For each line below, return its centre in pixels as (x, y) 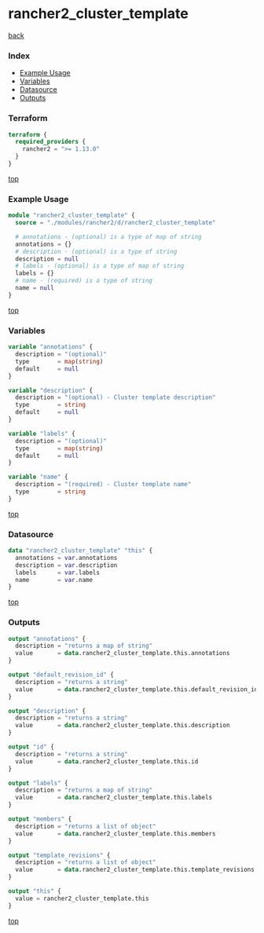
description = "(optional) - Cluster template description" (115, 397)
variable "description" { (50, 390)
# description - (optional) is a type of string (96, 251)
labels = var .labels (58, 573)
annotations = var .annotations (66, 558)
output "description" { (47, 711)
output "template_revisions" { (59, 855)
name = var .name (54, 580)
